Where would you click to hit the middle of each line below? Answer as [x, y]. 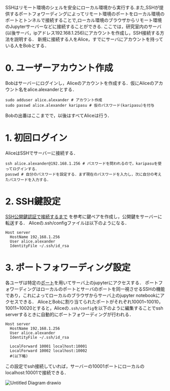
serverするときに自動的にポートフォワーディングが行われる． [70, 314]
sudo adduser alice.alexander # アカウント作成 [54, 100]
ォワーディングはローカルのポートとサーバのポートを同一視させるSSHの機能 [85, 289]
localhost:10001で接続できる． [37, 372]
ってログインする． [22, 169]
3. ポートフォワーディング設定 [68, 267]
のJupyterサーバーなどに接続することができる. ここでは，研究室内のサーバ [83, 26]
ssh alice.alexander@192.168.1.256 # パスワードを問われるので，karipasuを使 [83, 163]
